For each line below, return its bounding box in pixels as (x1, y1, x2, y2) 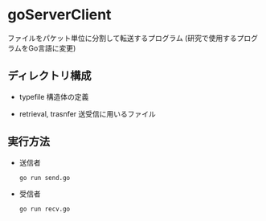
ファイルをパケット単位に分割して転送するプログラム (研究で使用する (7, 33, 238, 43)
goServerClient (7, 6, 112, 24)
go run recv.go (18, 205, 71, 213)
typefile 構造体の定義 (18, 92, 89, 101)
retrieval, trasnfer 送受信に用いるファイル (18, 108, 156, 118)
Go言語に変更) (28, 43, 76, 53)
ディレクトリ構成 (7, 69, 92, 83)
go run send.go (18, 174, 71, 182)
